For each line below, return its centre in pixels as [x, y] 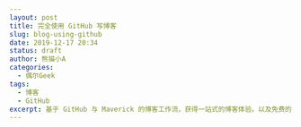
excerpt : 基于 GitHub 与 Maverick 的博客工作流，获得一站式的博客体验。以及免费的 [150, 109]
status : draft [36, 51]
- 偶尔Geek [36, 76]
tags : [19, 84]
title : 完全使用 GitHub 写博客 [63, 26]
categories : [31, 68]
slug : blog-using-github [56, 34]
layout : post [34, 17]
